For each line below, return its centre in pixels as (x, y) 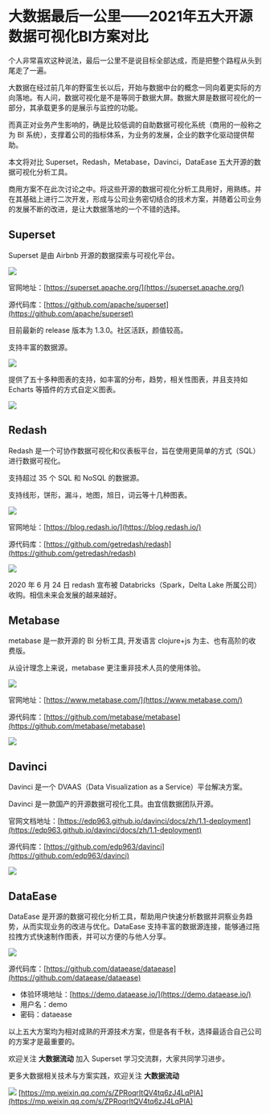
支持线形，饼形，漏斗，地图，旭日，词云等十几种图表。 (100, 494)
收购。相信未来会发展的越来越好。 (65, 595)
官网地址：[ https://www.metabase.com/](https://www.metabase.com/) (125, 700)
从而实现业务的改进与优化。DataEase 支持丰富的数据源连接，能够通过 (137, 926)
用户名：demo (44, 1004)
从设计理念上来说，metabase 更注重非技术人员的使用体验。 (106, 668)
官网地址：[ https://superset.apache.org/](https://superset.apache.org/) (127, 287)
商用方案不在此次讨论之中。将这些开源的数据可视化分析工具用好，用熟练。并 (135, 189)
